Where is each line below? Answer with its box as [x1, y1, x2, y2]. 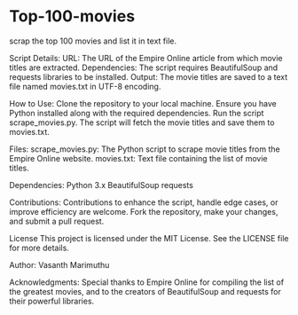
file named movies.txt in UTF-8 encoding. [9, 81, 161, 91]
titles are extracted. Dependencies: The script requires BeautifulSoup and [9, 62, 278, 73]
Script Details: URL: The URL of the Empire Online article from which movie [9, 52, 283, 63]
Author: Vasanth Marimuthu [9, 259, 110, 270]
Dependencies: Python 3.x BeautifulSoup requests [9, 179, 193, 190]
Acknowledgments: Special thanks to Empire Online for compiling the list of [9, 277, 285, 287]
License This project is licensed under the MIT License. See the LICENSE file [9, 232, 289, 243]
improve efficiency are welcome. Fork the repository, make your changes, [9, 206, 278, 217]
